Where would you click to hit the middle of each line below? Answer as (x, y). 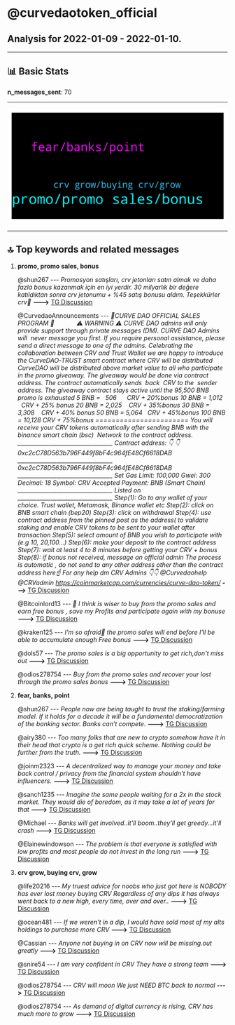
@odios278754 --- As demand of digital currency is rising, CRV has (115, 1006)
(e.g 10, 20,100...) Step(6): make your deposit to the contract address (117, 542)
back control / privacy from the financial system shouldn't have (109, 774)
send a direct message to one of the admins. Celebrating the (105, 346)
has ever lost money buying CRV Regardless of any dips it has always (119, 894)
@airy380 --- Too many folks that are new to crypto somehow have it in (121, 737)
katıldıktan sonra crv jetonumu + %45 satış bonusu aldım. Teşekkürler (119, 295)
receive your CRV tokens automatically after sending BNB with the (113, 428)
